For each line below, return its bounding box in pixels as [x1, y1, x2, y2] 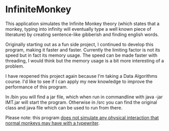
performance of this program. [5, 83, 68, 90]
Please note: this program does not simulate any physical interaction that [5, 114, 159, 121]
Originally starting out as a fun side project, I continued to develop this [5, 41, 154, 47]
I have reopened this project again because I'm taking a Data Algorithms [5, 73, 158, 79]
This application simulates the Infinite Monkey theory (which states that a [5, 20, 160, 27]
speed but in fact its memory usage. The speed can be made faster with [5, 52, 158, 58]
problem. [5, 63, 25, 69]
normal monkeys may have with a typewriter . [5, 120, 100, 126]
